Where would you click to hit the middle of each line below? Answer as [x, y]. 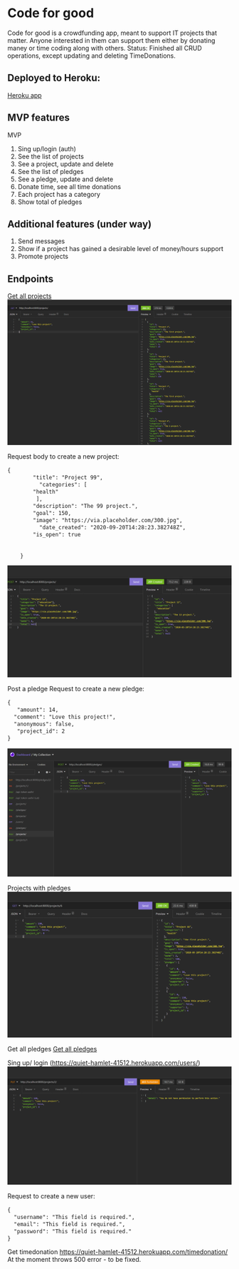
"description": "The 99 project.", [86, 506]
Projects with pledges [39, 888]
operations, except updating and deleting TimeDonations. [91, 56]
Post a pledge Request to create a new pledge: [76, 689]
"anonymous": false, [44, 724]
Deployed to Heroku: [54, 78]
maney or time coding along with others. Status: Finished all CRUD [105, 48]
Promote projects [43, 256]
